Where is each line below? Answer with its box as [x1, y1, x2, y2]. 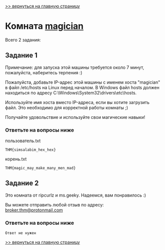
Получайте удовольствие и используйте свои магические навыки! [5, 114, 145, 120]
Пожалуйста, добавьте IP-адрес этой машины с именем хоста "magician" [5, 79, 161, 85]
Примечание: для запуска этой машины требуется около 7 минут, [5, 64, 144, 70]
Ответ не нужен [5, 231, 36, 236]
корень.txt [5, 156, 27, 162]
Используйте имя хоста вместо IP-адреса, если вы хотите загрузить [5, 99, 150, 105]
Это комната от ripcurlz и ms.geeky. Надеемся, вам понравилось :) [5, 192, 146, 198]
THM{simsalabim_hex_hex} [5, 148, 56, 152]
